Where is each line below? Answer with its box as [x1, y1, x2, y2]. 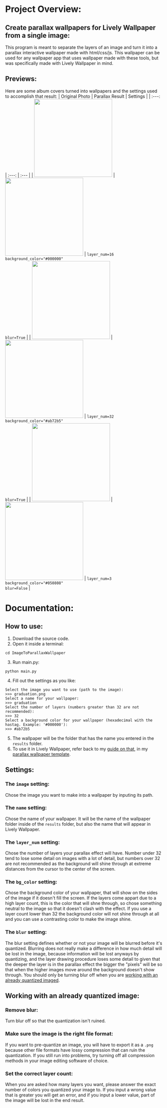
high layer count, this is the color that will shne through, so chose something [5, 900, 162, 906]
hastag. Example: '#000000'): [5, 722, 68, 727]
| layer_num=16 [84, 251, 114, 257]
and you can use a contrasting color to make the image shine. [5, 916, 132, 922]
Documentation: [5, 603, 74, 614]
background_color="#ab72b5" [5, 418, 64, 424]
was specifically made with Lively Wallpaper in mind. [5, 60, 114, 66]
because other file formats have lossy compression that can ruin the [5, 1047, 146, 1053]
